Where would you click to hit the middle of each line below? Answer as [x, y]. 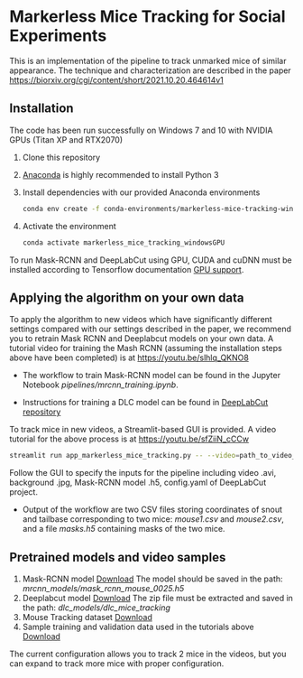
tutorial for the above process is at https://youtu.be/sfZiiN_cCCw [129, 439]
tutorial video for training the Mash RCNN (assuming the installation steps [146, 348]
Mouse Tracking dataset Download [87, 617]
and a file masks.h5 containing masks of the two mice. [124, 529]
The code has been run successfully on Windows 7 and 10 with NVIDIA [141, 130]
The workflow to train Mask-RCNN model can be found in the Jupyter [151, 376]
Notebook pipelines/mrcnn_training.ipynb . [100, 385]
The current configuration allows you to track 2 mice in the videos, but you [148, 654]
